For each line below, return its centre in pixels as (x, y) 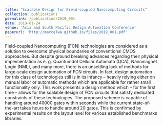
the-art (12, 108)
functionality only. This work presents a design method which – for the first (80, 87)
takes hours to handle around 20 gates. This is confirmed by (81, 108)
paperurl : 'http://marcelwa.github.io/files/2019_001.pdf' (66, 32)
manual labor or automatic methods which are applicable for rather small (78, 82)
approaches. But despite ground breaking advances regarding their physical (82, 56)
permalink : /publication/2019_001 (40, 18)
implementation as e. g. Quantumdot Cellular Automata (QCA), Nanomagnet (81, 62)
